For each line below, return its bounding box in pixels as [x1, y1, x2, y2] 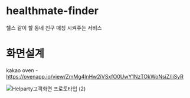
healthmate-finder [6, 4, 99, 18]
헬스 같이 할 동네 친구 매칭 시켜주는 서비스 [6, 24, 102, 31]
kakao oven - [6, 66, 38, 74]
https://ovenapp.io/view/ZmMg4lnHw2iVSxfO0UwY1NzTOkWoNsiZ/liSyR [6, 73, 184, 80]
